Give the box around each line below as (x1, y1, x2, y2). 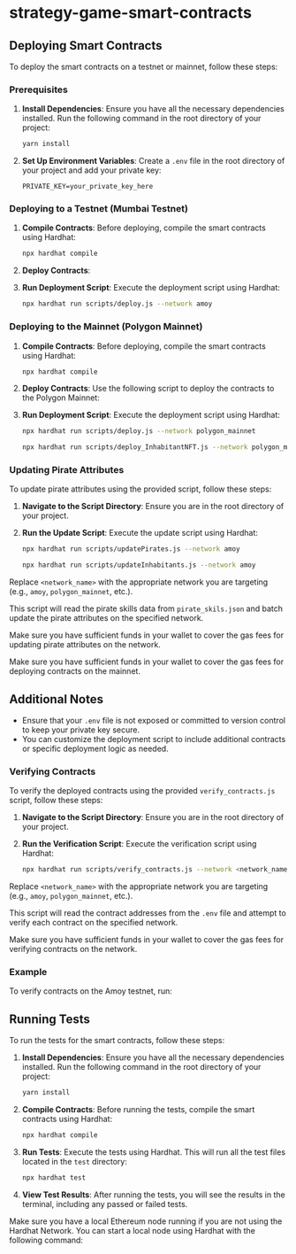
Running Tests (9, 1011, 90, 1026)
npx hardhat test (21, 1173, 87, 1182)
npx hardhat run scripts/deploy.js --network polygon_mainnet (21, 427, 256, 436)
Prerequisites (9, 83, 68, 96)
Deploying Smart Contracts (9, 38, 163, 53)
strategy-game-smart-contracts (9, 3, 252, 23)
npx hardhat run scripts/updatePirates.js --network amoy (21, 545, 240, 553)
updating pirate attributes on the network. (9, 639, 161, 650)
